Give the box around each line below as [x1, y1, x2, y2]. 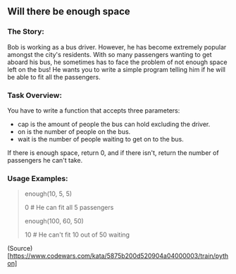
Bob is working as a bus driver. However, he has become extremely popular [7, 42, 227, 51]
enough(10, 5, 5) [24, 189, 73, 198]
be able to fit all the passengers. [7, 73, 101, 81]
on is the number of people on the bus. [17, 127, 131, 136]
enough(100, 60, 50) [24, 217, 85, 225]
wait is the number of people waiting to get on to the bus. [17, 135, 185, 143]
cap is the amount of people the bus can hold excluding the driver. [17, 120, 211, 128]
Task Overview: [7, 90, 62, 100]
